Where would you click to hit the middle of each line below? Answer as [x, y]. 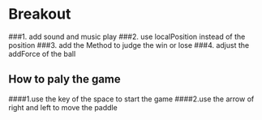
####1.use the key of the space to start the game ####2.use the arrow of [131, 99]
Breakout [40, 14]
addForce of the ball [42, 54]
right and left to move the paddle [63, 107]
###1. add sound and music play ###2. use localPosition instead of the [127, 36]
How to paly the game [65, 79]
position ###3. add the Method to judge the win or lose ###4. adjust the [129, 45]
